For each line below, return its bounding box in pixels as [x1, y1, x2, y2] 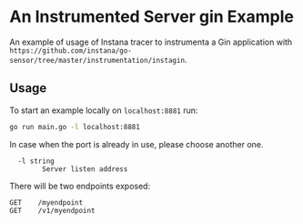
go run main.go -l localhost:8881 [9, 122, 141, 131]
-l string [17, 157, 55, 166]
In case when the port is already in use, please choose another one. [9, 138, 264, 149]
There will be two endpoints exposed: [9, 180, 151, 191]
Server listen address [42, 164, 128, 174]
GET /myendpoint [9, 198, 84, 207]
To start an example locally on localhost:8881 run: [9, 105, 198, 116]
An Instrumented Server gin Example [9, 6, 294, 27]
